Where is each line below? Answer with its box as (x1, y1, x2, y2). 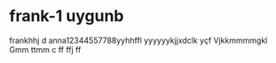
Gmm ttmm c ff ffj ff (9, 44, 82, 54)
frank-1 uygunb (9, 6, 124, 26)
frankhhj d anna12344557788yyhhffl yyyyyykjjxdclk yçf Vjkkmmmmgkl (9, 35, 268, 45)
